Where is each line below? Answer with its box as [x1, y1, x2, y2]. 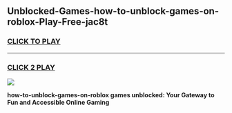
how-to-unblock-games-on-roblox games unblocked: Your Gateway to [7, 90, 215, 99]
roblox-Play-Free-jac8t [7, 16, 108, 28]
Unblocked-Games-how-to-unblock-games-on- [7, 5, 220, 17]
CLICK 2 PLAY [7, 62, 55, 72]
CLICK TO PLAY [7, 37, 61, 47]
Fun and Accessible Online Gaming [7, 98, 110, 106]
